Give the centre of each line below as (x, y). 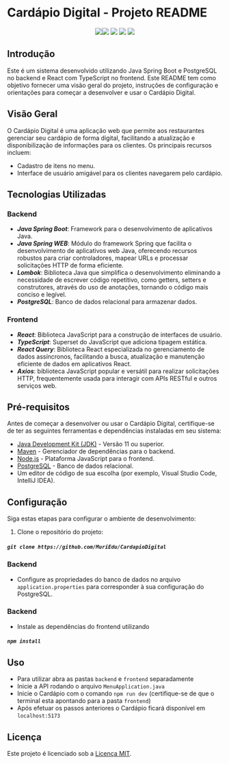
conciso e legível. (42, 295)
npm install (24, 642)
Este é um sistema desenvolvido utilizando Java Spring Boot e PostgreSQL (112, 71)
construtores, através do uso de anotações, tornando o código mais (112, 287)
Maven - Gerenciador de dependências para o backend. (96, 451)
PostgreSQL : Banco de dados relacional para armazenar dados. (107, 302)
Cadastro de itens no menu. (56, 165)
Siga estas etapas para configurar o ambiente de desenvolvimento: (102, 518)
